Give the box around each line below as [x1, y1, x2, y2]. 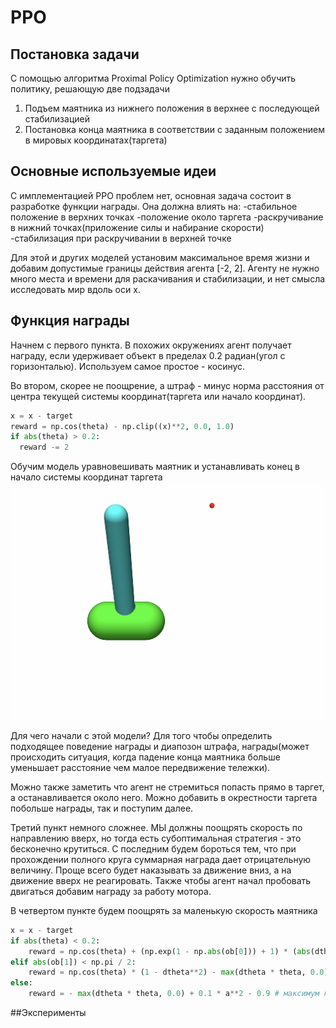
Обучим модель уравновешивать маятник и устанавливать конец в [10, 461, 300, 473]
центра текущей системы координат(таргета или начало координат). [10, 390, 307, 402]
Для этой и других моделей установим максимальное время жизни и [10, 251, 310, 263]
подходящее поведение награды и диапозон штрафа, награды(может [10, 740, 310, 752]
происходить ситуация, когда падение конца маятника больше [10, 751, 281, 763]
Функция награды [10, 312, 130, 330]
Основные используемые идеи [10, 163, 217, 180]
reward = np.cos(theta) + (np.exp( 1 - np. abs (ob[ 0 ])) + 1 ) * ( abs [28, 946, 311, 956]
